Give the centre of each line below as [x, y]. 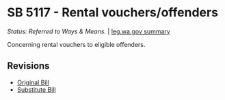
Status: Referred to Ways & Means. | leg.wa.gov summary [89, 31]
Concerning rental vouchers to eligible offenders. [76, 44]
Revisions [28, 66]
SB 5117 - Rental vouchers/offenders [113, 13]
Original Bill [33, 82]
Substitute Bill [36, 89]
